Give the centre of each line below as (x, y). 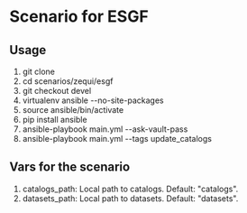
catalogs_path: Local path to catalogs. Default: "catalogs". (130, 189)
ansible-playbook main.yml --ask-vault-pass (105, 129)
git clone (39, 71)
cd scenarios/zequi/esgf (68, 81)
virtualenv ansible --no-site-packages (93, 100)
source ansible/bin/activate (73, 110)
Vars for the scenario (70, 167)
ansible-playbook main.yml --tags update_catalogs (117, 139)
